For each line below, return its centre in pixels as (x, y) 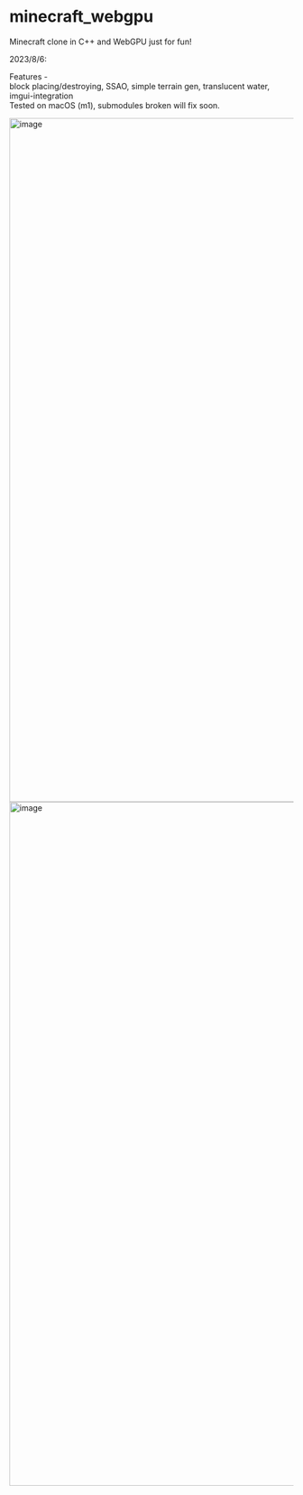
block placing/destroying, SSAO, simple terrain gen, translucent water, (140, 86)
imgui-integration (41, 96)
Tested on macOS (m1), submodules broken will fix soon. (115, 105)
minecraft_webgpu (82, 17)
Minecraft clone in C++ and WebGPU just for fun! (101, 42)
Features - (28, 76)
